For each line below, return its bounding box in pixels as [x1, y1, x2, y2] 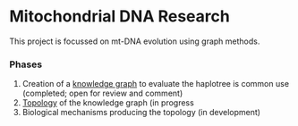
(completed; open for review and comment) [21, 88, 183, 99]
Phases [9, 58, 43, 71]
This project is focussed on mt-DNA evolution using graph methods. [9, 36, 260, 46]
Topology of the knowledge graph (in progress [21, 97, 194, 108]
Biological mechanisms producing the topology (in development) [21, 107, 261, 118]
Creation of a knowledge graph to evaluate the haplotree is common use [21, 79, 289, 89]
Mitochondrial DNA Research [9, 6, 230, 27]
